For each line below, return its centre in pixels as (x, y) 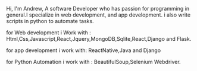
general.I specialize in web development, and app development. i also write (98, 15)
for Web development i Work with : (49, 33)
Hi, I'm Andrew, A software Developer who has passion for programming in (98, 9)
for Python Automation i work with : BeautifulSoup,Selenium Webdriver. (93, 62)
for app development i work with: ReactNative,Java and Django (84, 50)
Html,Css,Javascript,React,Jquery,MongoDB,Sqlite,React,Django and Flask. (99, 39)
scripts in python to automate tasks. (50, 21)
